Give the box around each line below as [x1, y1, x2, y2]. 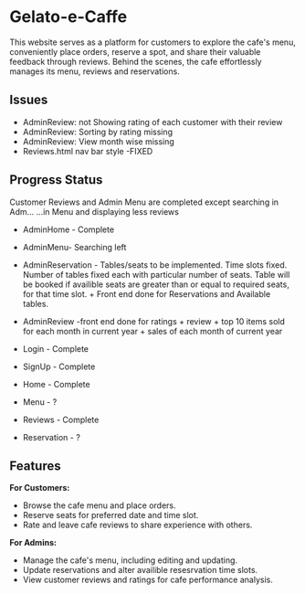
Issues [9, 92, 48, 108]
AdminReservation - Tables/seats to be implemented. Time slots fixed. [22, 259, 288, 270]
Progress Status [9, 172, 103, 188]
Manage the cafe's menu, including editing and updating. [22, 555, 238, 566]
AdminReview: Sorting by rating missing [22, 126, 174, 137]
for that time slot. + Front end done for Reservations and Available [22, 288, 271, 299]
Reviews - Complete [22, 414, 100, 425]
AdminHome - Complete [22, 224, 115, 235]
